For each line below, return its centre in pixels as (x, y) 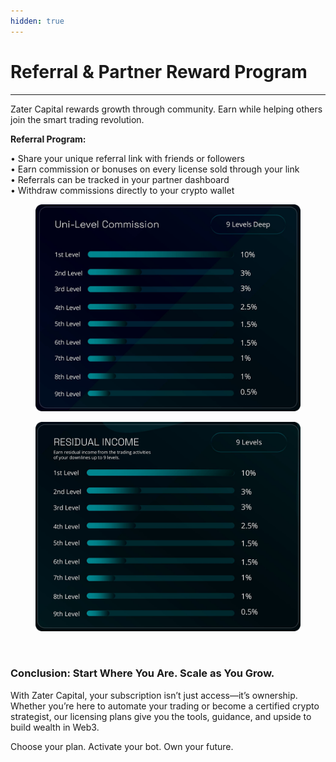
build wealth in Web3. (55, 727)
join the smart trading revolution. (77, 119)
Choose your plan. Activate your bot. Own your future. (122, 746)
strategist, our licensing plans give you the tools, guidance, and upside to (161, 716)
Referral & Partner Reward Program (159, 71)
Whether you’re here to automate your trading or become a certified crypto (165, 706)
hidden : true (37, 21)
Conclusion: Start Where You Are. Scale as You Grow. (142, 673)
